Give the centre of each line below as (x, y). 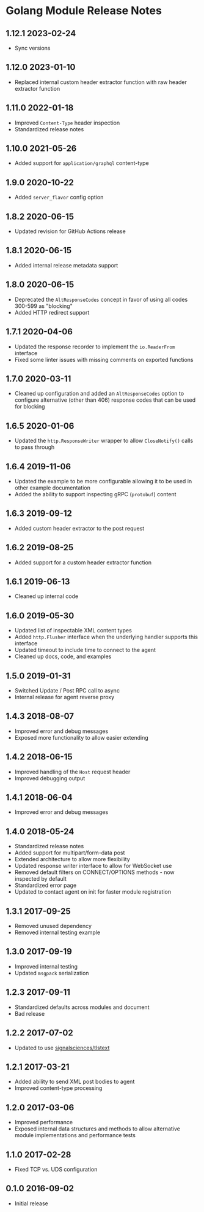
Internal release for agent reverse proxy (64, 697)
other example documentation (53, 488)
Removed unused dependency (53, 926)
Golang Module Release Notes (84, 11)
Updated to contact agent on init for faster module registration (93, 892)
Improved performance (44, 1122)
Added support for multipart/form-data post (70, 853)
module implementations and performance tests (75, 1135)
